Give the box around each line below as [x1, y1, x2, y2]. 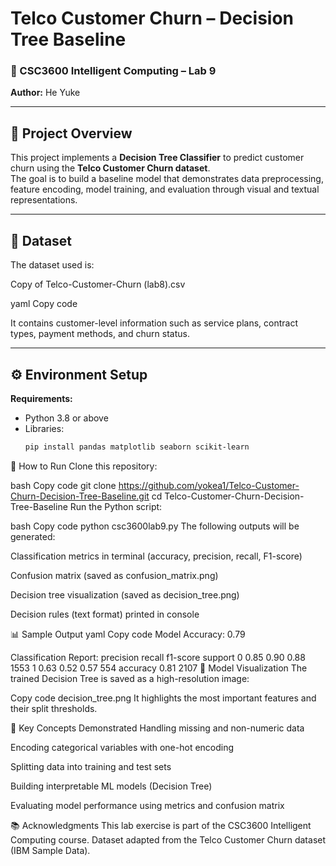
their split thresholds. [10, 702, 98, 714]
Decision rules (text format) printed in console [10, 608, 200, 620]
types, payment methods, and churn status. [10, 328, 190, 340]
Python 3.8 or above [24, 412, 109, 424]
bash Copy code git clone [10, 479, 117, 491]
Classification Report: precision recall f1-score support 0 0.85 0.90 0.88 [10, 651, 306, 663]
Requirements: [10, 392, 73, 404]
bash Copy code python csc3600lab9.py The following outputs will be [10, 520, 300, 532]
